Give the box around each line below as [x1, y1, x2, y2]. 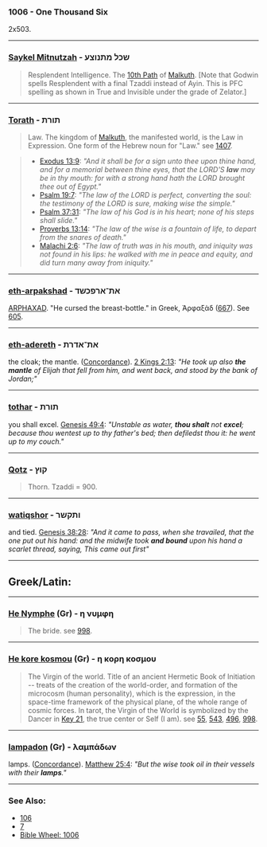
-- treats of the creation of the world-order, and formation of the [27, 680, 238, 689]
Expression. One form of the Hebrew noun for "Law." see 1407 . [27, 140, 233, 150]
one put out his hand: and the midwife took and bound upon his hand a [8, 536, 243, 546]
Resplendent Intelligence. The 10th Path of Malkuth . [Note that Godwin [27, 70, 259, 80]
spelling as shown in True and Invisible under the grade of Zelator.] [27, 87, 247, 96]
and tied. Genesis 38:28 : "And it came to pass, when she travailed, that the [8, 527, 254, 537]
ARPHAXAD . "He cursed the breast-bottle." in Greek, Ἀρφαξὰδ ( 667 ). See [8, 304, 250, 313]
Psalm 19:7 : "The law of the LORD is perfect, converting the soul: [39, 190, 252, 199]
